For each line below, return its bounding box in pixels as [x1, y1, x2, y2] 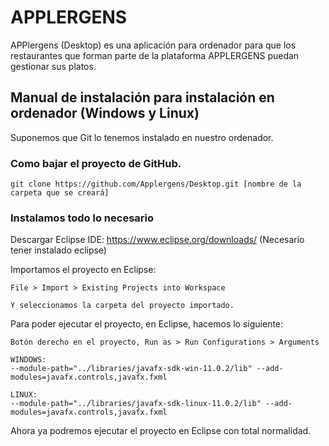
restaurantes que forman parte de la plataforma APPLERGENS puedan [10, 49, 300, 61]
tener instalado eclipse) [10, 244, 107, 256]
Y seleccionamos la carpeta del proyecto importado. [10, 301, 235, 311]
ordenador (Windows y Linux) [10, 105, 200, 122]
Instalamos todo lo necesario [10, 211, 155, 225]
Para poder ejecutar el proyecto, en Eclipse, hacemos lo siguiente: [10, 318, 284, 330]
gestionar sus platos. [10, 60, 97, 72]
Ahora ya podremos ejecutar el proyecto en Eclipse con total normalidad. [10, 425, 312, 437]
